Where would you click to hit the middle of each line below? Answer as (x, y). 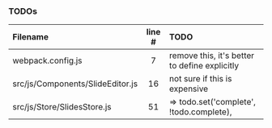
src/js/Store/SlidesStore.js (62, 107)
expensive (189, 89)
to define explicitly (204, 66)
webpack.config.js (47, 60)
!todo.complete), (200, 112)
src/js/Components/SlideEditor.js (75, 84)
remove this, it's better (212, 56)
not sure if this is (200, 79)
